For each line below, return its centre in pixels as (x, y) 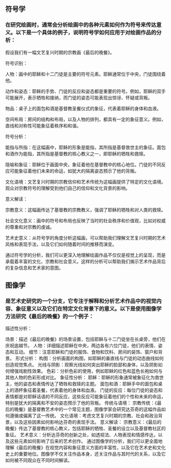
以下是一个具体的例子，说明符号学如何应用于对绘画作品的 (86, 33)
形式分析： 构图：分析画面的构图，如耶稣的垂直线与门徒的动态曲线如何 (89, 358)
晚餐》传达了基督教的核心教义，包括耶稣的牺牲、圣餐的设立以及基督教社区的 (85, 428)
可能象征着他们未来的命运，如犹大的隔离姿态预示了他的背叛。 (74, 171)
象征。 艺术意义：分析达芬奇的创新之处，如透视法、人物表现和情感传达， (82, 435)
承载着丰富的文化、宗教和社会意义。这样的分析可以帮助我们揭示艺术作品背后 (85, 261)
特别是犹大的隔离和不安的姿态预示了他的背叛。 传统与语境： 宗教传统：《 (81, 403)
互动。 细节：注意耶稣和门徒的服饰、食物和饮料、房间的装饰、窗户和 (86, 352)
